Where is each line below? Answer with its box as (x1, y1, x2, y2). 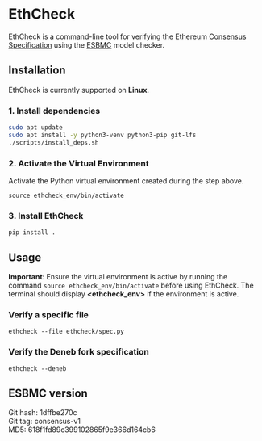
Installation (8, 64, 66, 78)
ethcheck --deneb (8, 364, 67, 372)
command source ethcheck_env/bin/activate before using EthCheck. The (8, 280, 254, 291)
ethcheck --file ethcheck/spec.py (8, 328, 125, 336)
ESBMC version (8, 387, 89, 401)
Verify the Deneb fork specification (8, 346, 149, 358)
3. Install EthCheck (8, 210, 84, 221)
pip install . (8, 229, 56, 237)
